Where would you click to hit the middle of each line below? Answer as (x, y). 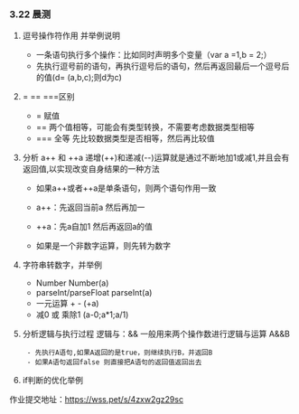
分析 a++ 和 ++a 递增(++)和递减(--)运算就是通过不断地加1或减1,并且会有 (156, 158)
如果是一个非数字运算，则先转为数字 (103, 246)
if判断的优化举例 (53, 381)
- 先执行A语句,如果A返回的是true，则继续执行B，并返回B (120, 353)
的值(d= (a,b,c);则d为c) (79, 78)
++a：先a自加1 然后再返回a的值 (94, 227)
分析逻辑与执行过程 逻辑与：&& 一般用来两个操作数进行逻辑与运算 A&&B (156, 334)
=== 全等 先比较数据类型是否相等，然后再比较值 (125, 138)
